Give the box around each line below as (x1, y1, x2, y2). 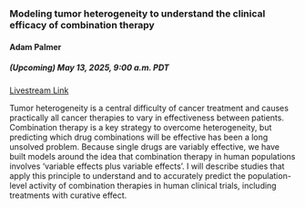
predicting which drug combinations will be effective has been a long (9, 131, 269, 143)
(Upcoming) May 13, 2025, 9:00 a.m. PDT (9, 62, 170, 73)
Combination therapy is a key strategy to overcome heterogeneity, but (9, 122, 272, 133)
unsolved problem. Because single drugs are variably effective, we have (9, 141, 280, 152)
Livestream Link (9, 85, 69, 96)
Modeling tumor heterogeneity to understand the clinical (9, 7, 266, 20)
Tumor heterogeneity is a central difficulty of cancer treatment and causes (9, 103, 290, 114)
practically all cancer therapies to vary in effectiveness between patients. (9, 112, 285, 123)
